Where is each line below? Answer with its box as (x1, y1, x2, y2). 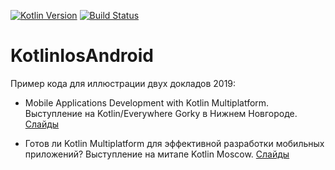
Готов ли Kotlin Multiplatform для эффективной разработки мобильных (24, 137, 325, 149)
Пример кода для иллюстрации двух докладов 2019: (10, 77, 237, 89)
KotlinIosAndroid (10, 45, 154, 67)
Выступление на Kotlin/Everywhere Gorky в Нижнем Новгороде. (24, 107, 298, 119)
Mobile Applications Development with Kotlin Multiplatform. (24, 96, 270, 109)
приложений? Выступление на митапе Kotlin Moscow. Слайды (24, 148, 290, 160)
